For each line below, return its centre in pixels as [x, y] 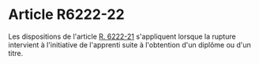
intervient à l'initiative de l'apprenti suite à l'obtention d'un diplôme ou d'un [129, 44]
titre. [16, 53]
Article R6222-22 [66, 15]
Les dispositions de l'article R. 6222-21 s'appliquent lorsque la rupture [122, 36]
